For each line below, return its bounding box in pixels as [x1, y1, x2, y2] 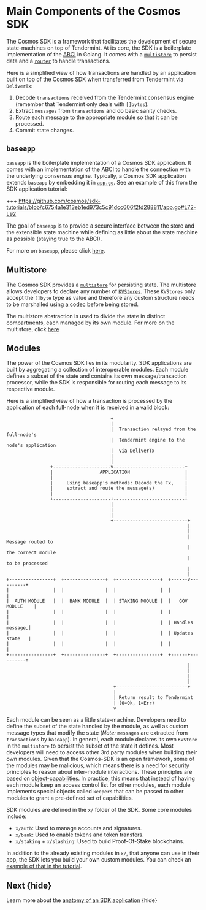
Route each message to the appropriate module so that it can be [15, 113, 178, 121]
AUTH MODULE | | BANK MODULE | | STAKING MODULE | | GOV [14, 598, 188, 605]
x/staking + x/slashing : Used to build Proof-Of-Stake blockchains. [15, 838, 185, 845]
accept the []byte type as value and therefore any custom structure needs [6, 294, 195, 301]
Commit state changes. [15, 126, 74, 134]
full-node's [6, 432, 37, 438]
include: [6, 812, 27, 820]
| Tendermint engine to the [110, 437, 185, 443]
